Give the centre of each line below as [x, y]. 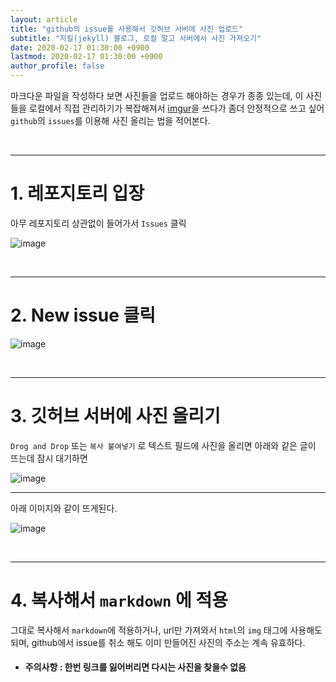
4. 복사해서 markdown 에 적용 [119, 600]
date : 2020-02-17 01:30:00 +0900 [80, 47]
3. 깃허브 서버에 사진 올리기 [115, 416]
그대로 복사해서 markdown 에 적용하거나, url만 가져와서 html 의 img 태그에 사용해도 [166, 630]
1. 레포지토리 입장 [77, 193]
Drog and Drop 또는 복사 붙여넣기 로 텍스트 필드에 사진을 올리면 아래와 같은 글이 [163, 445]
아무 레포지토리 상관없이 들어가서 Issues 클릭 [98, 223]
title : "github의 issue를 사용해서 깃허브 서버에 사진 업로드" [127, 29]
